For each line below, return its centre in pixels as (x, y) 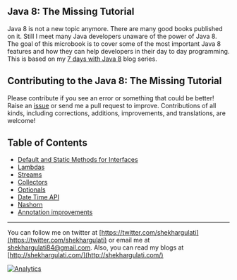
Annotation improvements (55, 212)
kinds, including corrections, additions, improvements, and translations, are (116, 113)
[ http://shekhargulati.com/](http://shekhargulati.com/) (85, 255)
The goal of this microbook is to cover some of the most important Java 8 (114, 43)
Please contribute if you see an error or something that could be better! (111, 98)
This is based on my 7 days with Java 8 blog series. (82, 59)
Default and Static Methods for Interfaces (78, 160)
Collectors (32, 182)
